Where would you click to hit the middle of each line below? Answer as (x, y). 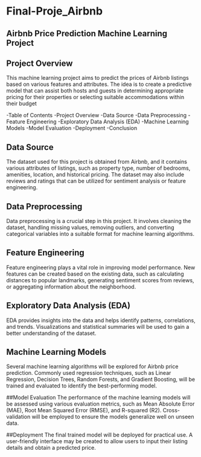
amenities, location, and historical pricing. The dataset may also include (95, 175)
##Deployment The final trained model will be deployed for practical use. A (100, 435)
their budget (22, 103)
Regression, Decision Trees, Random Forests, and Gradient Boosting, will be (101, 380)
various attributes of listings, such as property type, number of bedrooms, (98, 168)
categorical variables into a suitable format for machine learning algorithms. (101, 234)
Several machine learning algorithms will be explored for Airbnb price (92, 366)
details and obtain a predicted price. (51, 448)
